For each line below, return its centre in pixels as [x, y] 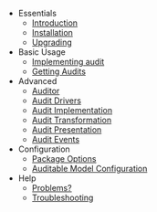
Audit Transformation [72, 120]
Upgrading [52, 42]
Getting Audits [59, 71]
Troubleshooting [63, 197]
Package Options [64, 159]
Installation [52, 32]
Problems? [52, 188]
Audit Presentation [67, 130]
